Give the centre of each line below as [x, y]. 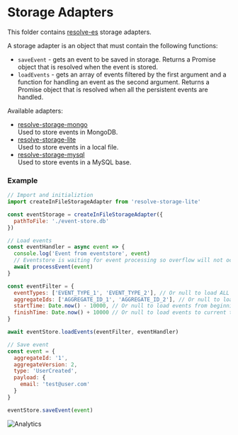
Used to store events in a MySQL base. [74, 162]
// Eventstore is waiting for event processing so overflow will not [118, 260]
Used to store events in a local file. [68, 147]
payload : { [30, 378]
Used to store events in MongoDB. [68, 132]
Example [23, 180]
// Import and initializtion [50, 196]
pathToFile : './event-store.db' [62, 221]
